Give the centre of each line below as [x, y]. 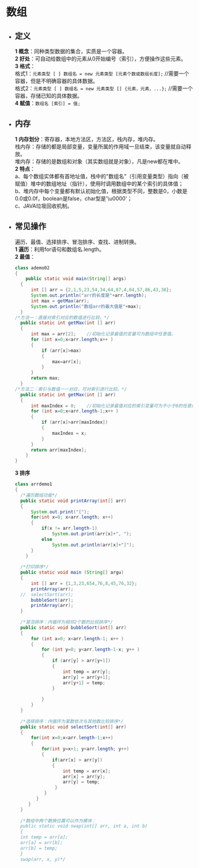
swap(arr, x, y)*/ [43, 859]
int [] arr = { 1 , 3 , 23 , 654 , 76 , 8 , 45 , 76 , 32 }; [84, 583]
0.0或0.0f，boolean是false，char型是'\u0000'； [73, 198]
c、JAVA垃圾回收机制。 [44, 206]
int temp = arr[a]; [44, 837]
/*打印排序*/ [35, 567]
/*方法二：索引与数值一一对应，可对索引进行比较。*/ [71, 389]
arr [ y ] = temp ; [81, 782]
